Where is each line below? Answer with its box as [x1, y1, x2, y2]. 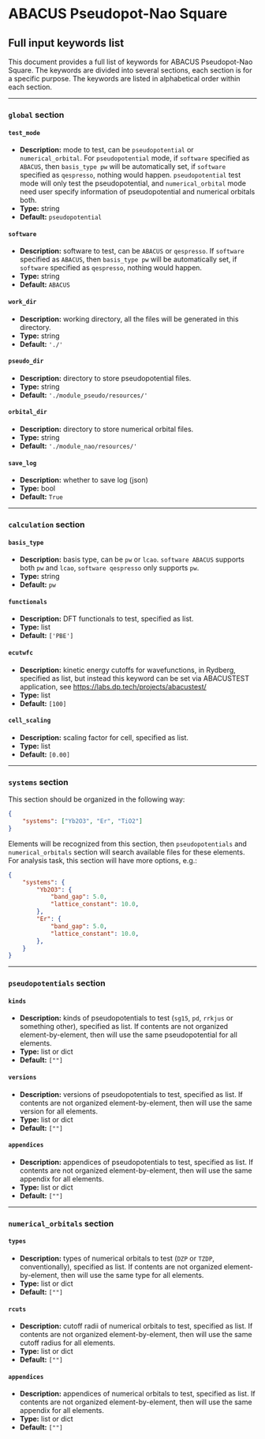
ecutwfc [8, 649, 34, 657]
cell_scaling [8, 716, 51, 725]
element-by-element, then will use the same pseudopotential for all [19, 1030, 238, 1039]
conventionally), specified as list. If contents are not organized [19, 1261, 222, 1272]
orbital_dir [8, 408, 47, 416]
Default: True [19, 492, 63, 502]
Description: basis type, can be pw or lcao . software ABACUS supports [19, 554, 244, 565]
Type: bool [19, 483, 56, 494]
